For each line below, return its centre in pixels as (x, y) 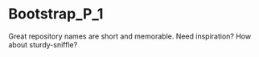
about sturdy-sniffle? (43, 44)
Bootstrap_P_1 (56, 14)
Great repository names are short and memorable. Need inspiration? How (130, 36)
